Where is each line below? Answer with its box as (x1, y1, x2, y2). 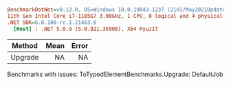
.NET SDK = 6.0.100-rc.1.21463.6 (7, 19, 97, 26)
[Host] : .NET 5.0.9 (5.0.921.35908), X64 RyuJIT (13, 25, 158, 32)
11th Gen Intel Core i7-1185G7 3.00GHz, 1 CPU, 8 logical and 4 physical (7, 12, 223, 19)
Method (11, 40, 38, 50)
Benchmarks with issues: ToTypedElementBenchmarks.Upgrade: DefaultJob (7, 70, 223, 78)
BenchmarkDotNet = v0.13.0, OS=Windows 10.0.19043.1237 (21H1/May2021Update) (7, 6, 229, 13)
